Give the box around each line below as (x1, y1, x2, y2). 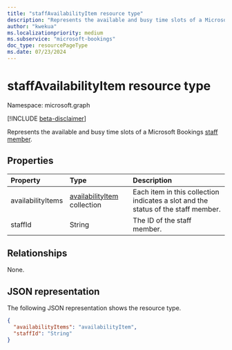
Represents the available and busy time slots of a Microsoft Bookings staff (7, 127, 218, 136)
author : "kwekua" (7, 23, 57, 30)
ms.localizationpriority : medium (7, 29, 104, 37)
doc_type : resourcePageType (7, 42, 88, 49)
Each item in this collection (133, 187, 220, 196)
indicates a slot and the (133, 196, 209, 205)
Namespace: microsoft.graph (7, 101, 90, 109)
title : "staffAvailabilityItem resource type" (7, 10, 144, 17)
